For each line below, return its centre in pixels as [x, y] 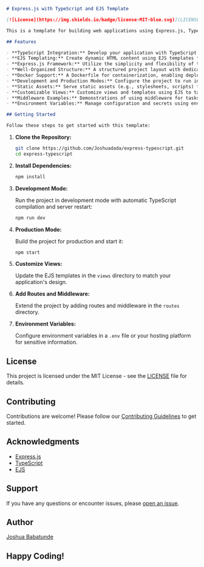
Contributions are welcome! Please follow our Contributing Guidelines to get [101, 416]
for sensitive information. [46, 342]
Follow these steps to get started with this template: [78, 126]
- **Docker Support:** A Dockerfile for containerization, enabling [95, 75]
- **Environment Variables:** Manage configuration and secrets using [97, 103]
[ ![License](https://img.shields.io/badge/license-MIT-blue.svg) [90, 19]
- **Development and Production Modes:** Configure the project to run [99, 81]
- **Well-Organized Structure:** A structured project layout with [93, 70]
